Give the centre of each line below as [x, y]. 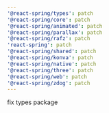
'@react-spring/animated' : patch [55, 26]
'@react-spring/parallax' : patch [55, 32]
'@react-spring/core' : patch [49, 20]
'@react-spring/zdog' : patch [49, 83]
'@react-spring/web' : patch [47, 77]
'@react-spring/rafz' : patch [49, 39]
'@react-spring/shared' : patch [52, 52]
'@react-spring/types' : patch [50, 13]
